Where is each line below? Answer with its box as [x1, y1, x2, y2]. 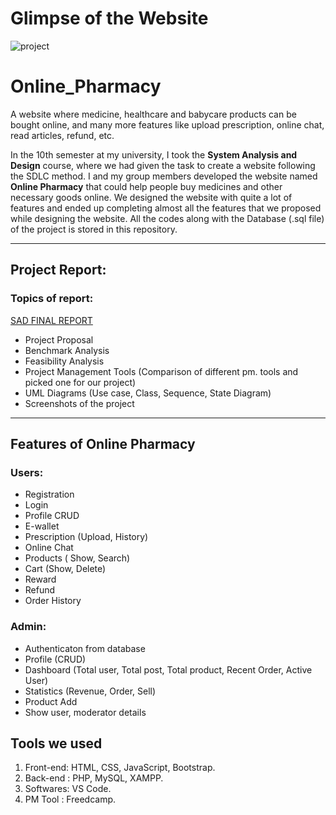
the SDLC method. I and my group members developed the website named [10, 170, 318, 182]
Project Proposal [24, 333, 94, 346]
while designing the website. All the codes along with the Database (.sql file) [10, 212, 325, 224]
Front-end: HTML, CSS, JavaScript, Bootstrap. [24, 762, 216, 774]
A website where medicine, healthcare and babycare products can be [10, 108, 297, 120]
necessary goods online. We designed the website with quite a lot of [10, 191, 293, 203]
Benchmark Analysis [24, 344, 110, 356]
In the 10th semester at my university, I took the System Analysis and [10, 148, 298, 161]
